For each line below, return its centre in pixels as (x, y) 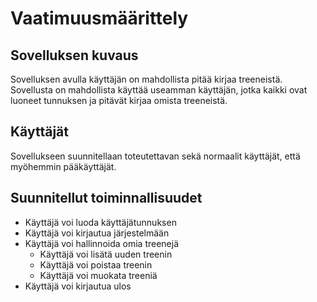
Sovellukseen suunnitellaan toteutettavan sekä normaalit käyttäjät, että (155, 156)
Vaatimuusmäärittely (99, 18)
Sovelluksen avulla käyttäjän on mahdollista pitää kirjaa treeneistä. (146, 79)
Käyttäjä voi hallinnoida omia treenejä (102, 243)
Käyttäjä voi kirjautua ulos (78, 286)
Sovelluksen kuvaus (74, 55)
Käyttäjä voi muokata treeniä (98, 275)
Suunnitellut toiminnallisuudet (106, 198)
